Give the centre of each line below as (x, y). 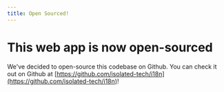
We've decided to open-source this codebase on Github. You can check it (112, 67)
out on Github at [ (32, 73)
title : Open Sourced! (38, 13)
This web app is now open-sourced (110, 47)
